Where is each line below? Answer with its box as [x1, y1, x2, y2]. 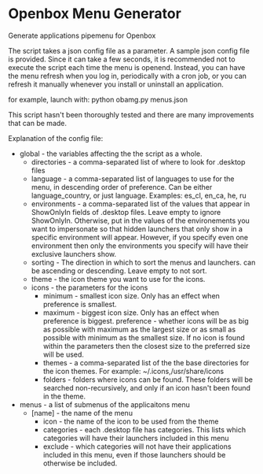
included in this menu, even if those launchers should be [42, 450, 226, 459]
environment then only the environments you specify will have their [31, 241, 249, 250]
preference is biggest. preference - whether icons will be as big [42, 316, 249, 325]
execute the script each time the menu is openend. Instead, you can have [8, 62, 246, 72]
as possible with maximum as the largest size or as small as [42, 324, 236, 334]
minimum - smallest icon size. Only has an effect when [42, 291, 220, 300]
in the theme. [42, 391, 86, 401]
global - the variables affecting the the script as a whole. [19, 149, 203, 158]
